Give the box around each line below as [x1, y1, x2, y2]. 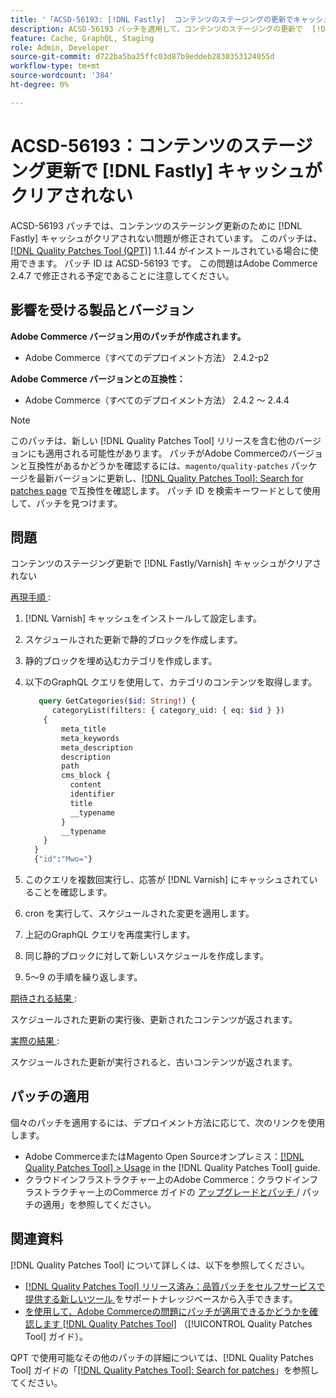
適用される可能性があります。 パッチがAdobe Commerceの [44, 447, 289, 459]
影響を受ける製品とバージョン [10, 302, 195, 319]
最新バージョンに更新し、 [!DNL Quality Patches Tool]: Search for [36, 472, 304, 484]
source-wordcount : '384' [10, 71, 114, 81]
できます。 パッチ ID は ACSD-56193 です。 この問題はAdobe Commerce [18, 257, 318, 269]
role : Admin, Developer [10, 42, 110, 53]
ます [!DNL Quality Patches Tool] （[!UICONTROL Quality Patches [42, 1317, 313, 1330]
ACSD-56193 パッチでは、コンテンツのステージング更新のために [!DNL [10, 219, 303, 231]
